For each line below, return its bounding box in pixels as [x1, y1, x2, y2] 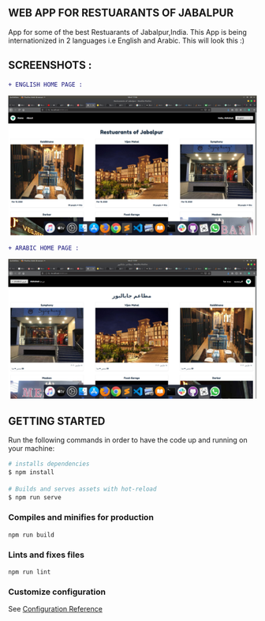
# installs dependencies [8, 460, 90, 469]
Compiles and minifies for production [8, 512, 154, 523]
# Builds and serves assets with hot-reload [8, 485, 157, 493]
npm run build [8, 531, 55, 539]
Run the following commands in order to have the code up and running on [8, 435, 248, 445]
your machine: [8, 444, 55, 454]
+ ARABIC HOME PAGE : [8, 244, 80, 252]
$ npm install [8, 469, 55, 476]
